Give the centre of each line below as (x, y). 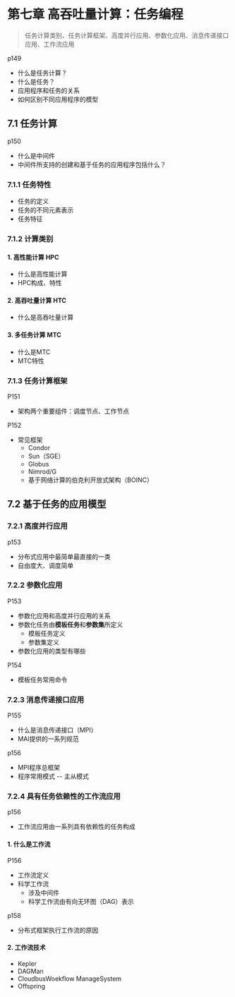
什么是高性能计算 (42, 274)
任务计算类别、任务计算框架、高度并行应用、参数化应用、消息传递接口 (127, 35)
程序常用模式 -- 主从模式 (53, 776)
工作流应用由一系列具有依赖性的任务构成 (76, 827)
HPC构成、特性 (40, 283)
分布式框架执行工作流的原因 (58, 930)
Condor (39, 447)
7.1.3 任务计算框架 (38, 380)
